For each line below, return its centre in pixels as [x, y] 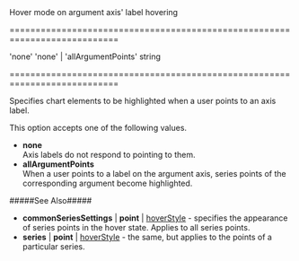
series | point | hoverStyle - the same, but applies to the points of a [147, 237]
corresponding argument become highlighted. [107, 183]
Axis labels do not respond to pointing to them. [109, 155]
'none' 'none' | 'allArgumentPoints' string [85, 57]
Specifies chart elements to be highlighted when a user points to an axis [143, 101]
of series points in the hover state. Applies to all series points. [136, 227]
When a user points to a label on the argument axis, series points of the [154, 174]
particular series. [53, 247]
